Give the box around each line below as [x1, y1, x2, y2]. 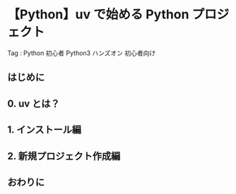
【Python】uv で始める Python [7, 6, 189, 23]
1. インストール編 [7, 124, 81, 136]
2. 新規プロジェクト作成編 [7, 150, 121, 162]
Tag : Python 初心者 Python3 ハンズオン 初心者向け [7, 49, 156, 57]
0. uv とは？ [7, 97, 60, 109]
